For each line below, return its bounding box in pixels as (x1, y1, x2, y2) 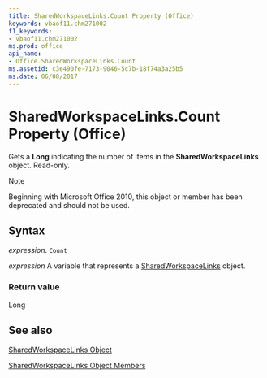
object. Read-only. (8, 160, 71, 170)
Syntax (8, 224, 45, 237)
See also (8, 324, 53, 337)
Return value (8, 281, 60, 293)
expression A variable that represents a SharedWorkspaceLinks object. (8, 261, 246, 271)
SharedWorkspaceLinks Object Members (8, 361, 146, 371)
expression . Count (8, 245, 67, 255)
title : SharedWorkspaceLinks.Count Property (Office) (8, 11, 195, 20)
